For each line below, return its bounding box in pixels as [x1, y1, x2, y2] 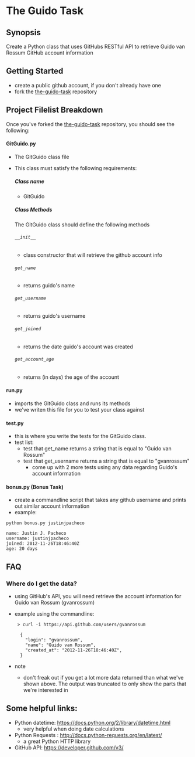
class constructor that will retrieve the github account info [23, 251, 162, 259]
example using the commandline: [14, 610, 95, 617]
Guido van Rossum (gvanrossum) [14, 599, 95, 606]
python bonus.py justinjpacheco [6, 520, 85, 526]
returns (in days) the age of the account [23, 374, 120, 381]
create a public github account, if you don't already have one [14, 82, 162, 89]
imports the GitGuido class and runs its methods [14, 400, 131, 407]
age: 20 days [6, 546, 38, 552]
